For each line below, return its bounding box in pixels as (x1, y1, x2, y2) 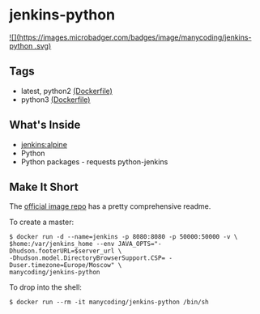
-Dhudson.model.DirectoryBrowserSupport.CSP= (9, 254, 165, 262)
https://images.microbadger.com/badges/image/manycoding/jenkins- (19, 32, 252, 42)
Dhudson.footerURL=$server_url (9, 247, 115, 256)
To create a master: (9, 217, 75, 227)
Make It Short (9, 180, 79, 193)
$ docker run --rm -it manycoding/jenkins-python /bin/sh (9, 298, 209, 307)
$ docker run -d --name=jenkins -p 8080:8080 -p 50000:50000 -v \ (9, 233, 238, 241)
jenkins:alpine (20, 139, 68, 149)
